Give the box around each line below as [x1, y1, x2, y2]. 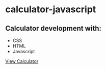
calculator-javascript [5, 4, 96, 15]
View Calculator [5, 58, 39, 64]
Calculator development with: [5, 24, 102, 33]
